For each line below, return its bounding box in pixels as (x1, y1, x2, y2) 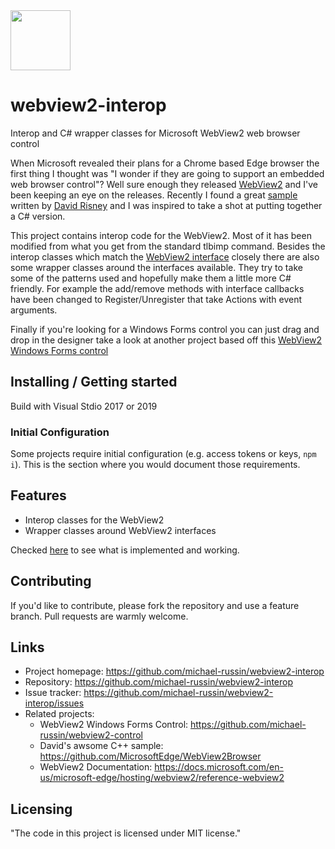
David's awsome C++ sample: (39, 740, 164, 752)
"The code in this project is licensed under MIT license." (10, 827, 242, 839)
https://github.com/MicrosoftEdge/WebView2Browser (39, 750, 262, 763)
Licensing (10, 800, 73, 818)
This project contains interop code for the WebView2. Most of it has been (10, 229, 312, 241)
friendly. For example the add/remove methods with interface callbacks (10, 282, 305, 294)
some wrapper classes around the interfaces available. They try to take (10, 261, 303, 273)
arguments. (10, 304, 58, 316)
